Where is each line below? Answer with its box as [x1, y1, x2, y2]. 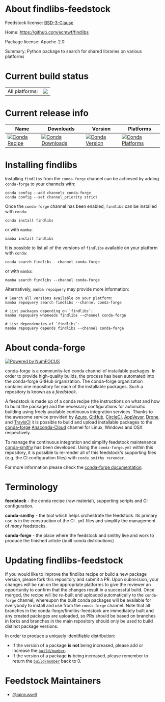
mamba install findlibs [5, 236, 54, 241]
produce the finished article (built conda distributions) [5, 537, 114, 543]
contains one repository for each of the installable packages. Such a [5, 383, 143, 389]
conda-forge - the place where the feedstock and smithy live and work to [5, 532, 154, 538]
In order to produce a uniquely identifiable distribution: [5, 633, 115, 639]
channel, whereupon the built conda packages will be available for [17, 597, 151, 603]
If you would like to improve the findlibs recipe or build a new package [5, 571, 147, 577]
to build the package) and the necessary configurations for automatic [5, 403, 146, 409]
